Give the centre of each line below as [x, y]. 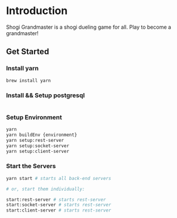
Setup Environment [34, 117]
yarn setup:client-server [38, 151]
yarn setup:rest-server [35, 140]
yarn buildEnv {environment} [42, 135]
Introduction [37, 11]
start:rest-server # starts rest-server [56, 200]
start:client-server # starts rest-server [59, 210]
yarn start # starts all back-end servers [59, 178]
